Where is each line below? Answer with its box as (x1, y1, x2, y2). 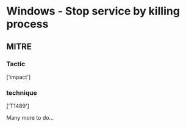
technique (6, 88, 38, 97)
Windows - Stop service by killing (6, 4, 180, 18)
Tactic (6, 60, 26, 68)
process (6, 17, 49, 31)
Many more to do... (6, 114, 54, 122)
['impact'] (6, 73, 31, 80)
